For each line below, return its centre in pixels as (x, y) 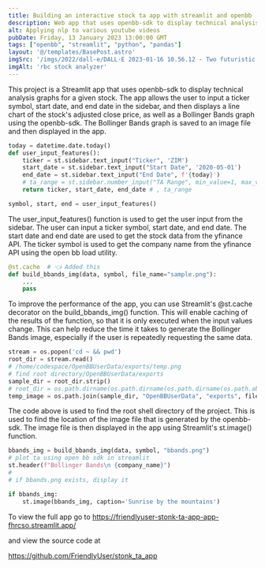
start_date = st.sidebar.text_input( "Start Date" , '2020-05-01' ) (132, 168)
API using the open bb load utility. (63, 252)
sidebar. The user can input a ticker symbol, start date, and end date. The (127, 227)
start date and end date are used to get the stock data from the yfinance (125, 235)
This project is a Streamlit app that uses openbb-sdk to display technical (126, 89)
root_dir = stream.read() (50, 360)
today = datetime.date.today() (60, 146)
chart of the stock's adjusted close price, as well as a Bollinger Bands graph (131, 114)
